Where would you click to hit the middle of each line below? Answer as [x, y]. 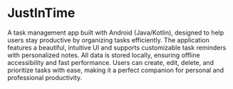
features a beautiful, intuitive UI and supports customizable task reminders [117, 47]
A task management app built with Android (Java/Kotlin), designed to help [116, 32]
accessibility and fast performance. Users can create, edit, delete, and [111, 62]
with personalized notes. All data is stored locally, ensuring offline [104, 55]
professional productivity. [45, 77]
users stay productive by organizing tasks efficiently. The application [109, 40]
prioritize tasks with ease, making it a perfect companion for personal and [116, 70]
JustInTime [41, 13]
